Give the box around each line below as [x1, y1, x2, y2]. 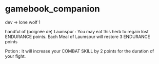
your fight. [5, 53, 26, 59]
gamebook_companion [5, 3, 100, 14]
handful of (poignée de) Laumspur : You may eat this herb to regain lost [5, 28, 149, 34]
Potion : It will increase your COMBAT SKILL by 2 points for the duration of [5, 48, 155, 54]
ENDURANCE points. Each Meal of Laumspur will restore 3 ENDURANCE [5, 34, 150, 39]
